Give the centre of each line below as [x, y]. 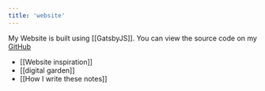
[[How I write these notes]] [63, 78]
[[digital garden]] [47, 70]
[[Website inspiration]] [56, 62]
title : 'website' [37, 15]
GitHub [20, 46]
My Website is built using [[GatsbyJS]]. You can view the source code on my [132, 38]
